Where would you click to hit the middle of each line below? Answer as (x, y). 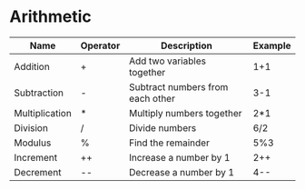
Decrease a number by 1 (181, 172)
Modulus (33, 143)
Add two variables (167, 61)
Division (31, 127)
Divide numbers (162, 127)
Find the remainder (169, 143)
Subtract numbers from (178, 86)
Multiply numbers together (185, 113)
